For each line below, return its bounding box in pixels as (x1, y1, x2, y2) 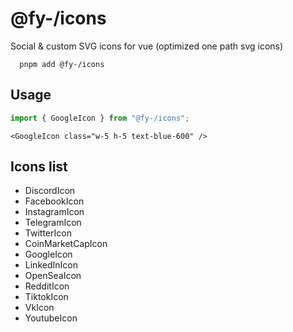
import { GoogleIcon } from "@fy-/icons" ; (10, 113, 190, 123)
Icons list (10, 158, 68, 176)
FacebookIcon (24, 195, 85, 207)
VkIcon (24, 302, 55, 314)
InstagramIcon (24, 206, 85, 218)
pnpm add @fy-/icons (19, 59, 105, 69)
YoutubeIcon (24, 312, 78, 324)
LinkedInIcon (24, 259, 78, 271)
